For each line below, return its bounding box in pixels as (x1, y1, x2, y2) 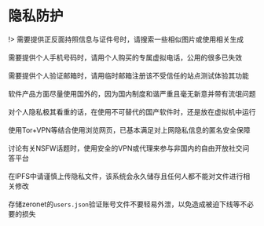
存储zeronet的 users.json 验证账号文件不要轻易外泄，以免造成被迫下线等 (8, 199, 240, 209)
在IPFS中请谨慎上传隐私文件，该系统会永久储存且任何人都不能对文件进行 (8, 171, 244, 180)
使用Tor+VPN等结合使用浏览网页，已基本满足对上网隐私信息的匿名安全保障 (8, 125, 251, 134)
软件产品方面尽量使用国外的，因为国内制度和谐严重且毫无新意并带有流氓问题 (8, 89, 256, 98)
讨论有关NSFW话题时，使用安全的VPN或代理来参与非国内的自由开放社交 (8, 143, 243, 153)
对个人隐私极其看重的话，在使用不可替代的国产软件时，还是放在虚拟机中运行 (8, 107, 256, 116)
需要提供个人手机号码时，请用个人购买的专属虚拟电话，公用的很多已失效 (8, 53, 242, 62)
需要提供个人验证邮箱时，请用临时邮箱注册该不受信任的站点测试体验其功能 (8, 71, 249, 80)
